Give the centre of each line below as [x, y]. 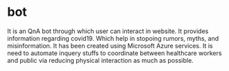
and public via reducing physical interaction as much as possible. [101, 60]
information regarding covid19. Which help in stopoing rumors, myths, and [113, 38]
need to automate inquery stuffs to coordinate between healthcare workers [114, 53]
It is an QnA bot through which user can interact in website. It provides [108, 31]
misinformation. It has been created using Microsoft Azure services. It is [110, 45]
